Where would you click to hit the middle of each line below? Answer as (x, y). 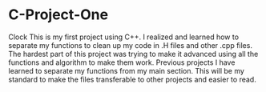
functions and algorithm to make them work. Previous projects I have (122, 62)
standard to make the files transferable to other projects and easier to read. (132, 79)
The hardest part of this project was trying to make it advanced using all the (133, 54)
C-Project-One (58, 15)
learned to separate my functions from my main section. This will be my (126, 70)
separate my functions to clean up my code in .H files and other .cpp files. (130, 45)
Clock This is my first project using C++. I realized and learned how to (123, 37)
